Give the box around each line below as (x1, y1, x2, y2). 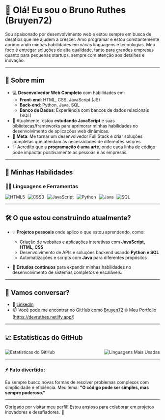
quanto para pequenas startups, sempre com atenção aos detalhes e (5, 52, 145, 58)
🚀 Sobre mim (5, 76, 45, 85)
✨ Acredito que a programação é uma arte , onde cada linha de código (12, 144, 156, 150)
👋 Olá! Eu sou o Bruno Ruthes (5, 4, 126, 16)
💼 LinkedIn (12, 301, 34, 307)
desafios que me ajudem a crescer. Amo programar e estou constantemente (5, 36, 160, 42)
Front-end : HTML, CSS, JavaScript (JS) (19, 97, 101, 102)
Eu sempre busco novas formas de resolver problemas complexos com (5, 379, 149, 386)
